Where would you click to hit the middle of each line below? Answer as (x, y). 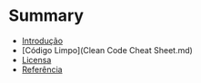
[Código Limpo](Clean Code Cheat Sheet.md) (107, 50)
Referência (42, 69)
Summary (46, 16)
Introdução (42, 41)
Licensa (36, 60)
